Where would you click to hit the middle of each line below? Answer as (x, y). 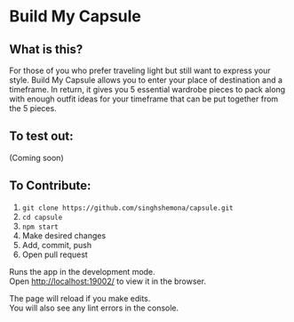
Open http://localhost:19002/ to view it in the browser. (108, 281)
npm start (40, 227)
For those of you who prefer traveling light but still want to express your (140, 70)
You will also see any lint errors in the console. (94, 308)
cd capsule (42, 217)
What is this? (46, 49)
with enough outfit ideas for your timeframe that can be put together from (144, 99)
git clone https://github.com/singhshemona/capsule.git (127, 208)
